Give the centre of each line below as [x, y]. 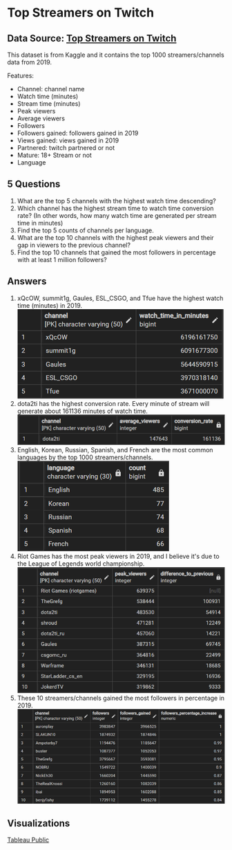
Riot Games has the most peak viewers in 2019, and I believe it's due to [118, 556]
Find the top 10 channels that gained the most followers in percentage [116, 252]
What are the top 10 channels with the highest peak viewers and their [115, 237]
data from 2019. [30, 62]
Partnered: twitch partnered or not [66, 148]
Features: [21, 75]
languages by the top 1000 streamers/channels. [85, 457]
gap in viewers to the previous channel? [74, 245]
